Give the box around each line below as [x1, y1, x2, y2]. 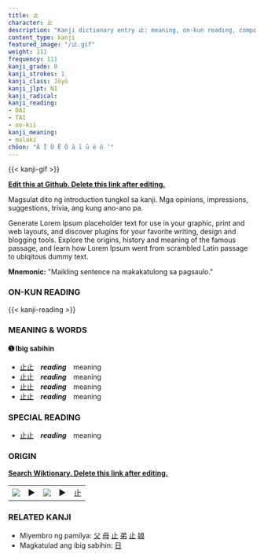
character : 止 [8, 19, 53, 27]
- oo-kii [8, 121, 37, 129]
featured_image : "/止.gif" [8, 41, 96, 49]
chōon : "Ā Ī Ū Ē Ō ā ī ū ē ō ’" [8, 143, 114, 151]
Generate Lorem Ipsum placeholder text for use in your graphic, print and [8, 218, 245, 228]
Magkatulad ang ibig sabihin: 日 [19, 540, 122, 550]
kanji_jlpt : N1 [8, 84, 58, 93]
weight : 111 [8, 48, 47, 56]
